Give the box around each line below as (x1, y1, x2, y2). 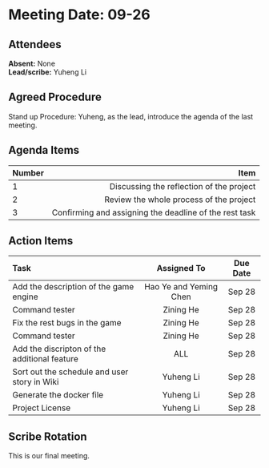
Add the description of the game (12, 281, 134, 292)
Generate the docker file (12, 389, 104, 401)
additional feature (12, 353, 78, 365)
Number (12, 167, 44, 178)
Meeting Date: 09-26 (8, 6, 151, 24)
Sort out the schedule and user (12, 366, 129, 377)
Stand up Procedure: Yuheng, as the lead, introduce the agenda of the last (8, 111, 254, 121)
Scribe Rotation (8, 430, 87, 443)
